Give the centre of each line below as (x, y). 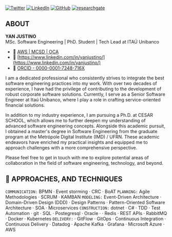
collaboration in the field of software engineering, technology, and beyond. (84, 163)
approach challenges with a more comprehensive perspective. (71, 147)
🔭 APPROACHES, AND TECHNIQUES (64, 179)
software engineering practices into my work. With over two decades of (81, 83)
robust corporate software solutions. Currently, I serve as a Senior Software (85, 94)
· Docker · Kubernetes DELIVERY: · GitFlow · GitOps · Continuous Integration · (86, 219)
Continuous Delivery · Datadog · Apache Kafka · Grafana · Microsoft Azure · (85, 224)
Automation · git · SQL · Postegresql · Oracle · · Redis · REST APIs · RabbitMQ (86, 213)
